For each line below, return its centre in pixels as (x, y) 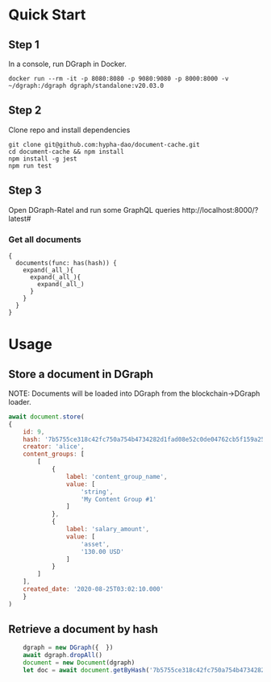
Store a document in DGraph (81, 374)
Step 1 (24, 45)
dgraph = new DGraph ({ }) (68, 648)
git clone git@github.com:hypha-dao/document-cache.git (104, 144)
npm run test (30, 166)
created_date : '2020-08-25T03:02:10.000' (93, 589)
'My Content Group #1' (119, 499)
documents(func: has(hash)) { (66, 263)
